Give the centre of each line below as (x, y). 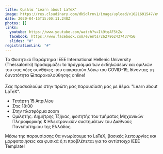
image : (12, 14)
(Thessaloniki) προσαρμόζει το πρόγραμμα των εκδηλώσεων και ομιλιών (79, 64)
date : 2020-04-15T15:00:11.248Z (38, 18)
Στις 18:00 (22, 106)
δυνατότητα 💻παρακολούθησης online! (45, 75)
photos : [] (16, 23)
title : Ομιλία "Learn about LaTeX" (41, 9)
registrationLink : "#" (28, 46)
